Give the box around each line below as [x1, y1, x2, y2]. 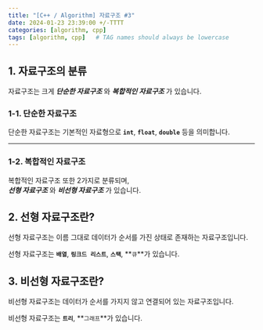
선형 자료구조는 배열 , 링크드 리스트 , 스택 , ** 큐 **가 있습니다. [8, 249, 180, 259]
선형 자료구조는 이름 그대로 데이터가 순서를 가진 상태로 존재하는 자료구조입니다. [8, 233, 249, 242]
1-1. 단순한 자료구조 [8, 107, 77, 118]
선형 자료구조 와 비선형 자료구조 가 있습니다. [8, 185, 142, 194]
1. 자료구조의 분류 [8, 64, 88, 78]
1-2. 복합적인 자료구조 [8, 156, 86, 167]
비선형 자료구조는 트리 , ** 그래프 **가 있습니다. [8, 314, 143, 323]
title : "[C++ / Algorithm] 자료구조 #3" [8, 11, 135, 20]
